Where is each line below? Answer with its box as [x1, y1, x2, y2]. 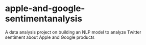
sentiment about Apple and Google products [5, 34, 95, 40]
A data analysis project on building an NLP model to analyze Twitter [5, 29, 142, 35]
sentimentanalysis [5, 13, 82, 24]
